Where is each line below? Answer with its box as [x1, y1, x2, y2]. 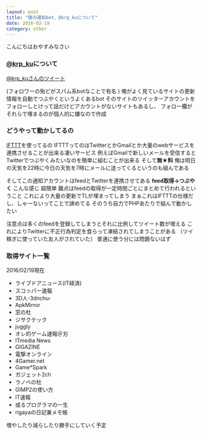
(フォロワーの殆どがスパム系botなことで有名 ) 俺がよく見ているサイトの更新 [6, 87, 195, 94]
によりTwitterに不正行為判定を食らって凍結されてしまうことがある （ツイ [11, 227, 194, 235]
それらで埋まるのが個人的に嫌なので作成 [6, 110, 107, 117]
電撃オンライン [14, 351, 52, 358]
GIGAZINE [14, 343, 40, 351]
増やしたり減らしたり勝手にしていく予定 [6, 421, 107, 429]
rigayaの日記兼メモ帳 [14, 409, 68, 416]
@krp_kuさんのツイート [6, 74, 66, 82]
